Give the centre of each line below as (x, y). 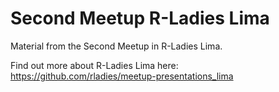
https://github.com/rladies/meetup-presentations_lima (122, 76)
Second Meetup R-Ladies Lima (140, 18)
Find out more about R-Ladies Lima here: (94, 65)
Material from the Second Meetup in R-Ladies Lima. (116, 46)
